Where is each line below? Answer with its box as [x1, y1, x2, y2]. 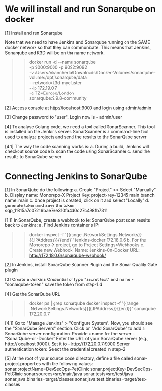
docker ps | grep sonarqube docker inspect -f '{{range [29, 300, 139, 306]
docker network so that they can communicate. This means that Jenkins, [5, 44, 151, 50]
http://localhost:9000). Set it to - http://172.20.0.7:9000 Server [5, 341, 130, 347]
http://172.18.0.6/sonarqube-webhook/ [29, 252, 106, 258]
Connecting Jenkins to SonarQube [5, 171, 147, 182]
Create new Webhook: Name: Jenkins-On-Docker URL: [29, 247, 140, 253]
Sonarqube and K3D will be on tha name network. [5, 50, 105, 56]
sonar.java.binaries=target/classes [5, 376, 74, 382]
